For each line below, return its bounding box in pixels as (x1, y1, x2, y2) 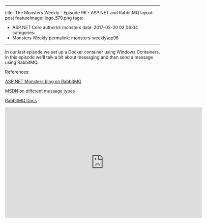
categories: (12, 30, 35, 35)
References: (5, 69, 30, 75)
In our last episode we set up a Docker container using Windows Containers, (5, 49, 160, 55)
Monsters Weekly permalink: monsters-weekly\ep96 (12, 35, 119, 41)
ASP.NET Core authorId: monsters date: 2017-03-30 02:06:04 (12, 25, 138, 30)
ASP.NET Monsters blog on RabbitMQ (5, 79, 82, 84)
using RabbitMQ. (5, 59, 39, 65)
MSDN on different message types (5, 88, 75, 94)
